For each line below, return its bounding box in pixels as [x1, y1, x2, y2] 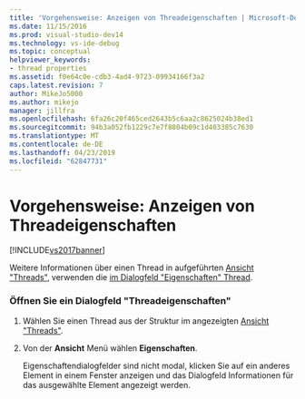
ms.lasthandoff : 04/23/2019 [9, 148, 116, 157]
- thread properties [9, 64, 88, 73]
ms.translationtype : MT [9, 131, 100, 141]
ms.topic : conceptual [9, 47, 92, 56]
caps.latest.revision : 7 [9, 81, 103, 90]
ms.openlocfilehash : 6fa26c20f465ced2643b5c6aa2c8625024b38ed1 [9, 114, 254, 123]
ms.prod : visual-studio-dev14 [9, 30, 124, 39]
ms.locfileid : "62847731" [9, 156, 107, 166]
